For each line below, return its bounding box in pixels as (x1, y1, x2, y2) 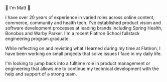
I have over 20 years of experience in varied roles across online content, (5, 14, 155, 20)
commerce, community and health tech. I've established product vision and (5, 20, 161, 25)
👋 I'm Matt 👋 (5, 5, 31, 10)
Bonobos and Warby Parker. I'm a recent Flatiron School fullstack (5, 30, 140, 36)
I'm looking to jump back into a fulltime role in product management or (5, 60, 150, 66)
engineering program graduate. (5, 35, 70, 41)
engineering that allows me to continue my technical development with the (5, 65, 159, 71)
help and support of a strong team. (5, 71, 77, 77)
